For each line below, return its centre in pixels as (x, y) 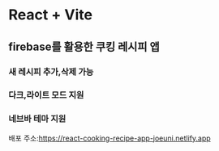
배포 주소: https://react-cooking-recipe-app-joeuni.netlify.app (109, 138)
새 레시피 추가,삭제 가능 (51, 72)
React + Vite (51, 15)
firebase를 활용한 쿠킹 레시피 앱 (84, 46)
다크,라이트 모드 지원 (46, 95)
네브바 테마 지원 (37, 119)
